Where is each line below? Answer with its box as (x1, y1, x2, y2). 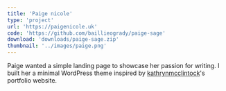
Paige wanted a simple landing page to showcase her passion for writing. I (7, 62, 220, 69)
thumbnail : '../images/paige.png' (7, 42, 107, 49)
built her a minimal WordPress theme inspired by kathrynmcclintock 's (7, 69, 206, 77)
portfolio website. (7, 76, 58, 84)
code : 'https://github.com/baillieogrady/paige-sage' (7, 29, 166, 37)
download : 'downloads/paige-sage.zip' (7, 36, 119, 43)
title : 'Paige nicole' (7, 10, 73, 17)
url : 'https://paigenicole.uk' (7, 23, 98, 30)
